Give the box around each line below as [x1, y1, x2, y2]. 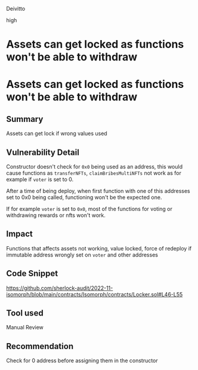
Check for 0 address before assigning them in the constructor [6, 357, 158, 364]
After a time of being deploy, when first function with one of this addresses [6, 188, 190, 194]
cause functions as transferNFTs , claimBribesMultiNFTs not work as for [6, 170, 182, 176]
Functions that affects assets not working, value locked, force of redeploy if [6, 244, 192, 252]
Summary [6, 114, 44, 124]
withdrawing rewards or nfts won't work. [6, 212, 106, 219]
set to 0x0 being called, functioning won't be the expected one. [6, 194, 162, 201]
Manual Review [6, 324, 44, 331]
